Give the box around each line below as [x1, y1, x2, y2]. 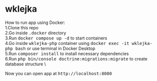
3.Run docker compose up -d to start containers [5, 35, 107, 41]
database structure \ [5, 61, 46, 67]
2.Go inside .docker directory [5, 30, 67, 36]
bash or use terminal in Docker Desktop [15, 45, 96, 51]
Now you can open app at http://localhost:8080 [5, 70, 112, 76]
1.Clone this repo [5, 24, 39, 30]
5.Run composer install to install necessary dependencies [5, 50, 129, 57]
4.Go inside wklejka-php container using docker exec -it [5, 40, 130, 46]
